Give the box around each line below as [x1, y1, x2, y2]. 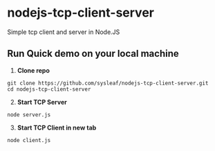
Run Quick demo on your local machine [7, 48, 179, 60]
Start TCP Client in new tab [17, 123, 97, 132]
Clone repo [17, 66, 50, 74]
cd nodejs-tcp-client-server [7, 85, 91, 93]
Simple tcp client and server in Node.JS [7, 28, 120, 36]
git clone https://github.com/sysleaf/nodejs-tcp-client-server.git [7, 80, 209, 87]
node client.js [7, 136, 51, 143]
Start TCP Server [17, 98, 67, 106]
